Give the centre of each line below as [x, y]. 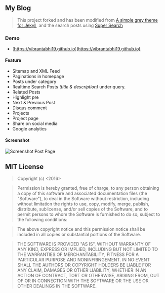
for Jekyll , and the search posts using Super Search [70, 25]
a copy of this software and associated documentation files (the [82, 193]
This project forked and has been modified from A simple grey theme [87, 20]
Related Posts [26, 92]
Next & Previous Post [34, 103]
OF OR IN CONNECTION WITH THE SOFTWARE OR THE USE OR [83, 281]
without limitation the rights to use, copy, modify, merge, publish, [83, 204]
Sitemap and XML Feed [36, 71]
